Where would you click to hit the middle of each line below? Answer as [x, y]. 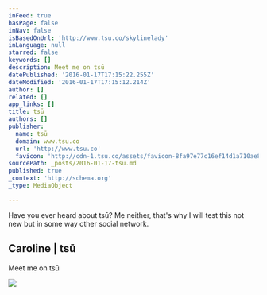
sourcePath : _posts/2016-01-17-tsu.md [72, 164]
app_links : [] [32, 104]
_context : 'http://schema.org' [60, 179]
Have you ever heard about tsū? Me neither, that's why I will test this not [126, 215]
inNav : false [30, 30]
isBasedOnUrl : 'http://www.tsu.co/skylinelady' [89, 38]
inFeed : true [30, 16]
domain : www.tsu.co [48, 141]
